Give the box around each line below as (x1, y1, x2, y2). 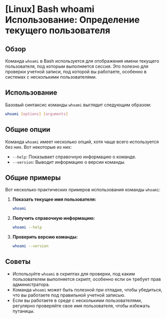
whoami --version (12, 244, 49, 249)
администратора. (12, 281, 50, 287)
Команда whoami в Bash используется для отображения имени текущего (5, 58, 159, 64)
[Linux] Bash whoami (5, 4, 94, 15)
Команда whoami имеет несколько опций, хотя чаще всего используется (5, 139, 159, 145)
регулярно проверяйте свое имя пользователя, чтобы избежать (12, 302, 150, 308)
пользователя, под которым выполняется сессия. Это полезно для (5, 64, 148, 69)
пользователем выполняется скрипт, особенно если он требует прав (12, 276, 161, 282)
